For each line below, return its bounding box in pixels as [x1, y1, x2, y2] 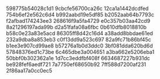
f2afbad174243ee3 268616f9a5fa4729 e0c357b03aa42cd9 [6, 18, 151, 24]
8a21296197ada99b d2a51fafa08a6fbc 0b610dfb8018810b [6, 23, 147, 30]
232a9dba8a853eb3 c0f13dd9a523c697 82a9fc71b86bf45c [6, 36, 151, 43]
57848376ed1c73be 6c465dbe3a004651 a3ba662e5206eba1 [6, 49, 155, 55]
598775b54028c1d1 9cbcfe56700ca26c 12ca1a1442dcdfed [6, 5, 149, 12]
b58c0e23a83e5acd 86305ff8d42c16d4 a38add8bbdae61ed [6, 30, 154, 37]
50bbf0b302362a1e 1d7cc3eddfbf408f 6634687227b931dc [6, 55, 151, 61]
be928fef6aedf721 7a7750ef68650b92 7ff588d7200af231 [6, 61, 147, 68]
